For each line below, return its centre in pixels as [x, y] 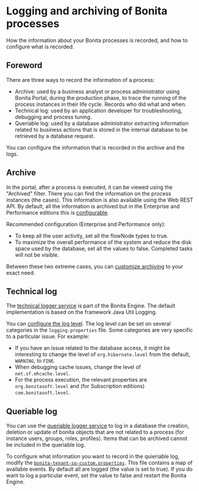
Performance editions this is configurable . [57, 212]
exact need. [21, 273]
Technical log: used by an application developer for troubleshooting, [99, 110]
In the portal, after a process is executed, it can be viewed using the [89, 187]
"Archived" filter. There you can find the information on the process [89, 193]
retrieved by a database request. [55, 136]
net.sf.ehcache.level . [42, 373]
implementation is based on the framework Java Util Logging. [82, 312]
